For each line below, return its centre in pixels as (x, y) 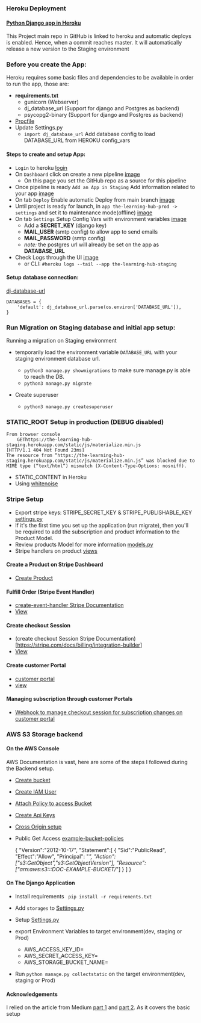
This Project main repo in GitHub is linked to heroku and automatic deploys (99, 36)
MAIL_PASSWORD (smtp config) (65, 238)
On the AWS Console (33, 748)
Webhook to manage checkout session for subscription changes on (99, 712)
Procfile (25, 121)
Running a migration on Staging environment (62, 341)
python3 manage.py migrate (58, 384)
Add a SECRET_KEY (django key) (65, 225)
